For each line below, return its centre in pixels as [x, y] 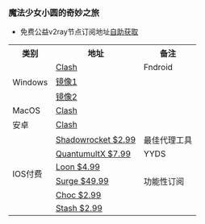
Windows [30, 82]
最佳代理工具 [168, 140]
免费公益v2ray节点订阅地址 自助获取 [79, 32]
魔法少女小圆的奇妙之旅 [54, 12]
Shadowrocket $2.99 [96, 140]
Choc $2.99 [78, 195]
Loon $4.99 [78, 167]
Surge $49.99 [82, 181]
